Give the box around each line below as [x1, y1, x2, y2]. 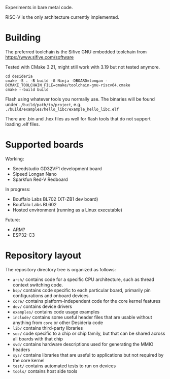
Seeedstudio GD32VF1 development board [12, 165, 103, 172]
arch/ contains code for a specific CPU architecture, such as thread [12, 276, 155, 282]
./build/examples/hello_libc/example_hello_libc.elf [5, 107, 119, 112]
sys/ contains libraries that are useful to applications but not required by [12, 352, 164, 358]
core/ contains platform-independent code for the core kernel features [12, 298, 161, 304]
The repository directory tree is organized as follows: [5, 266, 116, 272]
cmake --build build [5, 87, 49, 92]
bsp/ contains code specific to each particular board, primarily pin [12, 287, 151, 293]
